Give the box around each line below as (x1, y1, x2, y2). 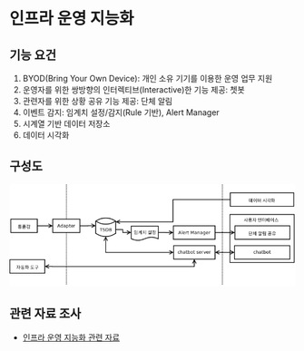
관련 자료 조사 (9, 306, 82, 322)
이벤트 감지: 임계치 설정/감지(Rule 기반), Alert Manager (22, 107, 220, 118)
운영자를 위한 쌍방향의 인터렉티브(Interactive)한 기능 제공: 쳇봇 (22, 84, 245, 95)
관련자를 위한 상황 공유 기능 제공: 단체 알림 (22, 96, 173, 106)
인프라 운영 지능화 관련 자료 (22, 332, 121, 343)
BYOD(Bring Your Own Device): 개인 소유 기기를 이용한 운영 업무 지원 (22, 73, 273, 83)
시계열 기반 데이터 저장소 (22, 119, 111, 129)
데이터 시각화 (22, 130, 70, 141)
